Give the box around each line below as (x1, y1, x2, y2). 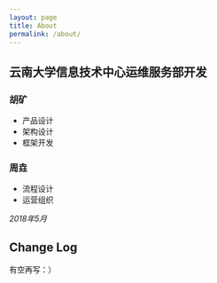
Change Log (9, 240, 78, 255)
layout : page (9, 12, 58, 22)
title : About (9, 21, 58, 30)
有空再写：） (9, 264, 56, 275)
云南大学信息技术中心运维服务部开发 (9, 64, 207, 80)
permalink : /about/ (9, 29, 81, 38)
